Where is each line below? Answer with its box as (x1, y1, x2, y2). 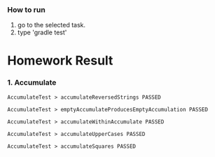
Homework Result (7, 53, 113, 69)
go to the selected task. (17, 21, 86, 29)
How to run (7, 5, 46, 15)
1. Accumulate (7, 78, 57, 88)
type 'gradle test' (17, 28, 67, 36)
